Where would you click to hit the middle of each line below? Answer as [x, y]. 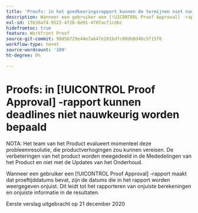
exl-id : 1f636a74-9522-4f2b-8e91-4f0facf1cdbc [64, 22]
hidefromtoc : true [29, 28]
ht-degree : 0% [24, 55]
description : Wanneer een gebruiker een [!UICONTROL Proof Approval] [93, 17]
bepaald [27, 127]
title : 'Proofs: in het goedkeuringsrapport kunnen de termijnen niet [95, 11]
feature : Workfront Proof [38, 34]
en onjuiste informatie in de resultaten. [53, 192]
